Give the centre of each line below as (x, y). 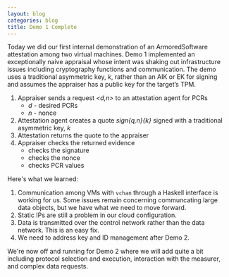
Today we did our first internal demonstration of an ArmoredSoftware (107, 47)
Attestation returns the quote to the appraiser (83, 135)
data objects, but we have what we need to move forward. (102, 208)
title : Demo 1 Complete (42, 27)
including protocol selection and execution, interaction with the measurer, (114, 259)
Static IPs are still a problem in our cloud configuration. (97, 215)
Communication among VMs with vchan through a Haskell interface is (118, 193)
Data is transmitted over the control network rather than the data (111, 223)
